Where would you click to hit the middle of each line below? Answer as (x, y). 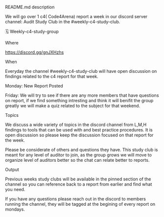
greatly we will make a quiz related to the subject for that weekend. (73, 106)
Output (12, 170)
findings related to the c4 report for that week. (52, 76)
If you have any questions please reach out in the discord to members (75, 199)
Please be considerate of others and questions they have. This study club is (82, 150)
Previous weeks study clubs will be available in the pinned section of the (78, 179)
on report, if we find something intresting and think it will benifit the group (79, 100)
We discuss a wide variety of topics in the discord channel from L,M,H (76, 125)
